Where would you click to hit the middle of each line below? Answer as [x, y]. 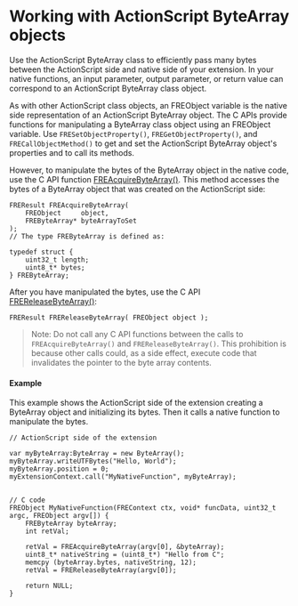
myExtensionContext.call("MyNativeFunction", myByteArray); [123, 477]
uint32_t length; [57, 260]
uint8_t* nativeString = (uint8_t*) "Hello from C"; [125, 555]
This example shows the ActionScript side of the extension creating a [137, 403]
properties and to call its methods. [72, 152]
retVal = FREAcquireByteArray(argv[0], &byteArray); [125, 547]
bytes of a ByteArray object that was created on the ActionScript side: [137, 189]
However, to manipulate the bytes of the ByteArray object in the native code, [149, 170]
